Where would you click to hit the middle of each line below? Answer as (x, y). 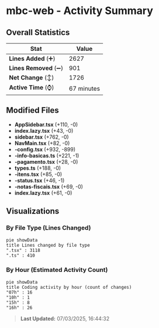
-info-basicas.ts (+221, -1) (47, 156)
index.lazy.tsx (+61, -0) (43, 193)
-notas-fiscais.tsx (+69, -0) (49, 187)
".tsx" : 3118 (23, 250)
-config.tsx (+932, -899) (45, 149)
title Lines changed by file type (48, 245)
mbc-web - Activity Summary (80, 11)
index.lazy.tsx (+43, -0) (44, 130)
